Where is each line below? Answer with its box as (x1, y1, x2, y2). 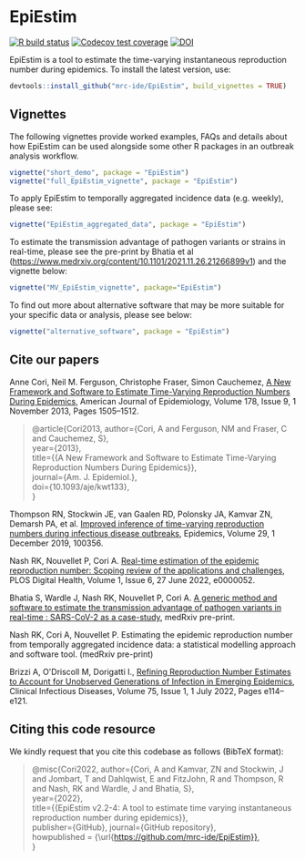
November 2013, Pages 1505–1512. (9, 405, 139, 416)
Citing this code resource (9, 722, 157, 737)
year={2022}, (31, 793, 84, 804)
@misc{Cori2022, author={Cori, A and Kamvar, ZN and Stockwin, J (31, 763, 284, 774)
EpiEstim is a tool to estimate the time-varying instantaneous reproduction (9, 54, 287, 65)
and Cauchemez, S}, (31, 433, 109, 444)
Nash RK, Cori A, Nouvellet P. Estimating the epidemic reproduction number (9, 629, 293, 640)
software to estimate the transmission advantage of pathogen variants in (9, 601, 282, 612)
